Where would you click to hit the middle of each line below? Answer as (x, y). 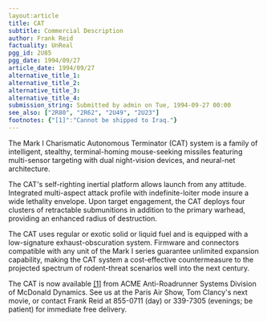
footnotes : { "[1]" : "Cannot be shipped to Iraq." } (93, 120)
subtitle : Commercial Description (66, 31)
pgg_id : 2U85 (30, 53)
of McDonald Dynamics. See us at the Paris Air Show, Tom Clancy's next (128, 292)
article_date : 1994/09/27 (51, 68)
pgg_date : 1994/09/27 (44, 61)
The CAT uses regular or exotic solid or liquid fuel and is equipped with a (128, 234)
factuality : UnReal (41, 46)
